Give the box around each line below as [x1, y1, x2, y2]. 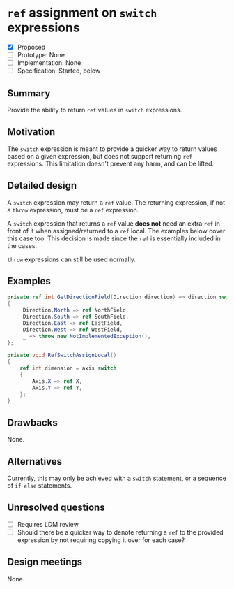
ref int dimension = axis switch [19, 365, 117, 372]
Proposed [17, 43, 46, 51]
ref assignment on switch [7, 5, 157, 21]
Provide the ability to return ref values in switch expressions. [7, 106, 182, 114]
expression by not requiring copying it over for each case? [17, 536, 185, 544]
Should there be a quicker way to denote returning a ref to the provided [17, 528, 224, 536]
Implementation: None [17, 59, 81, 67]
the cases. [7, 241, 37, 249]
